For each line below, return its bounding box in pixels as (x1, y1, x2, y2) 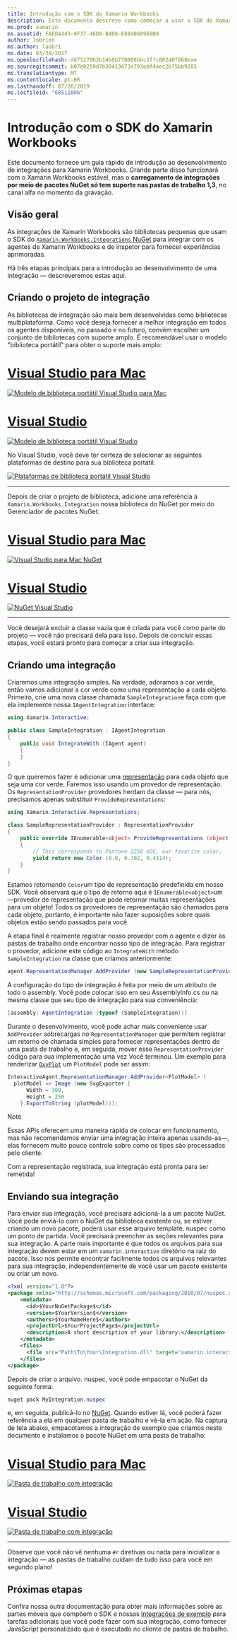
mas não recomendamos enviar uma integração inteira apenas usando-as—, (7, 1134, 230, 1142)
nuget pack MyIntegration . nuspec (7, 1396, 106, 1403)
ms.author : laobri (7, 43, 61, 50)
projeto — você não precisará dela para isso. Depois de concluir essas (7, 631, 213, 640)
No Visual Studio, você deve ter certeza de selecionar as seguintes (7, 450, 202, 459)
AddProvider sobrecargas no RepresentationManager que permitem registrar (7, 1030, 226, 1038)
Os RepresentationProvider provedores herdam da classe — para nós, (7, 788, 212, 796)
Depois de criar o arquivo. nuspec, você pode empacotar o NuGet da (7, 1375, 208, 1383)
